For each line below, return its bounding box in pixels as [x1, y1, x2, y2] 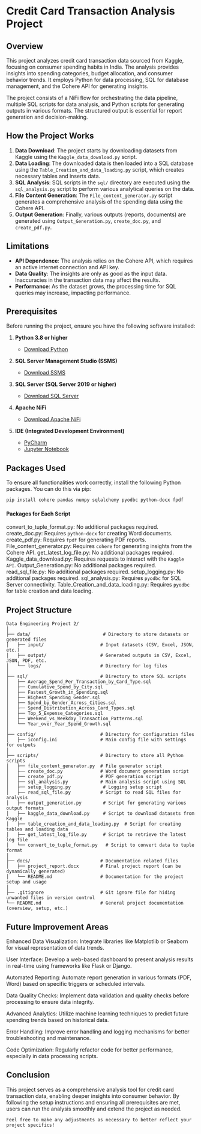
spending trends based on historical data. [6, 1016, 109, 1023]
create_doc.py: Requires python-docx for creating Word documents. [6, 530, 173, 537]
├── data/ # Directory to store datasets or [6, 631, 189, 638]
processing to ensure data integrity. [6, 998, 94, 1005]
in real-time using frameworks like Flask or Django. [6, 962, 132, 969]
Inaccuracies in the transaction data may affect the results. [14, 276, 161, 284]
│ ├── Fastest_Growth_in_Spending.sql [6, 690, 109, 696]
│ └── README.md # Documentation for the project [6, 874, 184, 880]
